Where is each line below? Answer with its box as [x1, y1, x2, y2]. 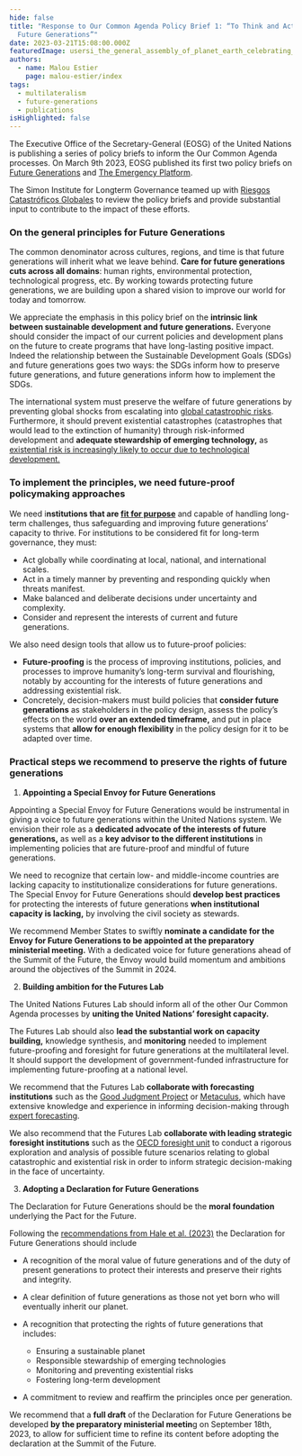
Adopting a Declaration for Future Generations [22, 1184, 200, 1195]
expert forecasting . [9, 1110, 80, 1122]
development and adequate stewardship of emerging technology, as [9, 434, 269, 446]
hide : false [9, 13, 54, 23]
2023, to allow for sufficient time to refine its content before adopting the [9, 1429, 280, 1440]
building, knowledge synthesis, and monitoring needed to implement [9, 1035, 267, 1046]
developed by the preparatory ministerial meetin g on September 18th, [9, 1419, 272, 1430]
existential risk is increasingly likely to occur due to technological [9, 444, 250, 455]
